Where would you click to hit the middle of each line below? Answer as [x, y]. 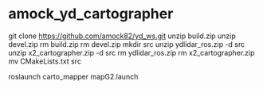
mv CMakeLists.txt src [45, 61]
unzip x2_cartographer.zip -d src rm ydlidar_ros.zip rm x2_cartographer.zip [131, 52]
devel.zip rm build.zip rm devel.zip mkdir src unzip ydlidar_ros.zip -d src [127, 44]
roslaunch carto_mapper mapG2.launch [73, 76]
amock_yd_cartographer [91, 14]
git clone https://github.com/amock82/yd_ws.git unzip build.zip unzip [122, 36]
